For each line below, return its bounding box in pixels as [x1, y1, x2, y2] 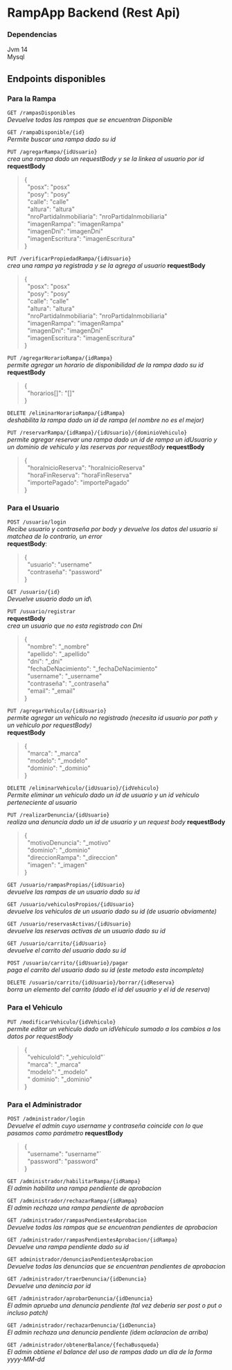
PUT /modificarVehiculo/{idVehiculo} [7, 1019, 116, 1026]
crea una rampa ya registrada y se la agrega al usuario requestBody [7, 262, 206, 270]
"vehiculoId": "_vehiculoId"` [27, 1053, 106, 1061]
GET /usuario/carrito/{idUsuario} [7, 940, 107, 947]
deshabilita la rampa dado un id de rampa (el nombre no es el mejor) [7, 416, 204, 424]
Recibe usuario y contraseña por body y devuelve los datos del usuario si [7, 525, 218, 533]
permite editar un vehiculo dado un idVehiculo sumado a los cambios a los [7, 1024, 222, 1033]
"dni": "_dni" [27, 658, 63, 666]
